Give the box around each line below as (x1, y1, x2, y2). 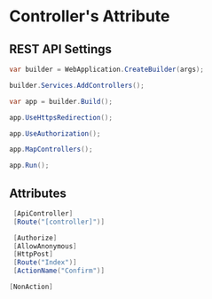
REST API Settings (9, 42, 113, 57)
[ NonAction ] (9, 282, 53, 292)
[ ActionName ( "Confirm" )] (12, 266, 105, 276)
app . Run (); (9, 161, 50, 170)
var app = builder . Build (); (9, 97, 114, 106)
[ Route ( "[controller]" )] (12, 217, 105, 226)
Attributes (9, 185, 67, 201)
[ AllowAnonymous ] (12, 241, 77, 250)
